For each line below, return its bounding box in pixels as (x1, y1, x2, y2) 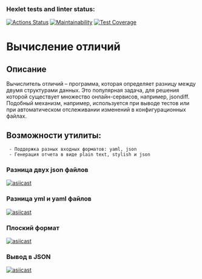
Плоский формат (6, 224, 59, 232)
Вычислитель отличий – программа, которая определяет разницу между (6, 80, 196, 88)
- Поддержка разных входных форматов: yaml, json (8, 146, 137, 153)
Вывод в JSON (6, 252, 51, 261)
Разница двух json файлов (6, 166, 89, 174)
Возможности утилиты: (6, 130, 101, 140)
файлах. (6, 112, 27, 120)
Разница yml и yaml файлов (6, 195, 92, 203)
